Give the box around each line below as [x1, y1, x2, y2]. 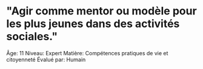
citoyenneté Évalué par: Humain [6, 56, 86, 63]
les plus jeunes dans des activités [6, 17, 180, 31]
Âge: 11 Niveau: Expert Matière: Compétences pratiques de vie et [6, 49, 168, 56]
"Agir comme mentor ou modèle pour [6, 4, 197, 18]
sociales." [6, 30, 58, 43]
